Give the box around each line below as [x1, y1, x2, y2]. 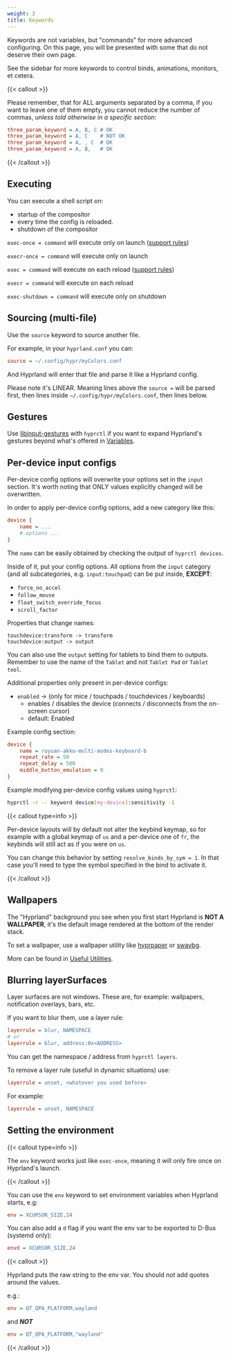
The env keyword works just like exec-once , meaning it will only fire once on [7, 1156, 221, 1164]
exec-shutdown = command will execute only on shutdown [7, 292, 167, 300]
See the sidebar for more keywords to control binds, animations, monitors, [7, 64, 219, 72]
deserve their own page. [7, 50, 77, 59]
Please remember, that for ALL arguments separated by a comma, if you [7, 98, 213, 106]
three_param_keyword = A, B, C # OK [7, 126, 113, 133]
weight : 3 [7, 10, 36, 17]
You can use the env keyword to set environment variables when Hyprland [7, 1191, 219, 1199]
